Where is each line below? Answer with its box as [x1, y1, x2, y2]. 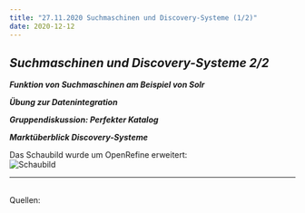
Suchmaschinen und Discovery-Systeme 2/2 [9, 55, 270, 71]
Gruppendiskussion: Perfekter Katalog [9, 114, 159, 125]
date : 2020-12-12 [9, 22, 75, 31]
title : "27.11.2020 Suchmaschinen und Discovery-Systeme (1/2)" [9, 13, 258, 23]
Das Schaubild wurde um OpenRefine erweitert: [9, 150, 188, 160]
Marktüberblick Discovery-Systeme [9, 132, 148, 143]
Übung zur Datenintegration [9, 97, 118, 108]
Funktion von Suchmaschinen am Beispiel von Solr [9, 79, 205, 91]
